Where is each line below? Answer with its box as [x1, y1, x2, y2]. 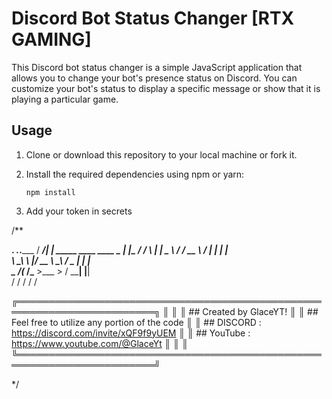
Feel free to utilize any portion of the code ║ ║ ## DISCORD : [11, 316, 262, 328]
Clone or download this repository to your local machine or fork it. [25, 148, 298, 161]
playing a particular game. [11, 93, 119, 105]
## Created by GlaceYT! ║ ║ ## [188, 305, 319, 317]
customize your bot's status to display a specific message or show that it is [11, 82, 321, 94]
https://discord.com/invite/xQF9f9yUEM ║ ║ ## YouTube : [11, 327, 251, 339]
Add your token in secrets [25, 205, 133, 217]
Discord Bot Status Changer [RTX [11, 7, 295, 30]
